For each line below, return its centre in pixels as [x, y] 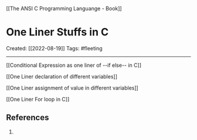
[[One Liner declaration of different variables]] [62, 76]
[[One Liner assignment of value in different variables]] [72, 88]
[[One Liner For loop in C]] [38, 99]
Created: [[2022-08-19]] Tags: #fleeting [54, 48]
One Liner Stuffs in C [57, 32]
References [28, 117]
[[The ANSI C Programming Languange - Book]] [64, 8]
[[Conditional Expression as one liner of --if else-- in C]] [74, 65]
